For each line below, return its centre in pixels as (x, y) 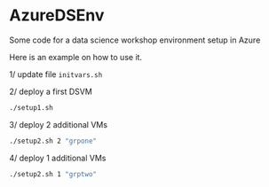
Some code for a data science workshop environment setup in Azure (135, 40)
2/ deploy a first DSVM (51, 91)
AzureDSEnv (57, 16)
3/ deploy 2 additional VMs (59, 124)
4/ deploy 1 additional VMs (58, 158)
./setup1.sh (31, 107)
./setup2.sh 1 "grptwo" (53, 174)
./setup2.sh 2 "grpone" (53, 141)
